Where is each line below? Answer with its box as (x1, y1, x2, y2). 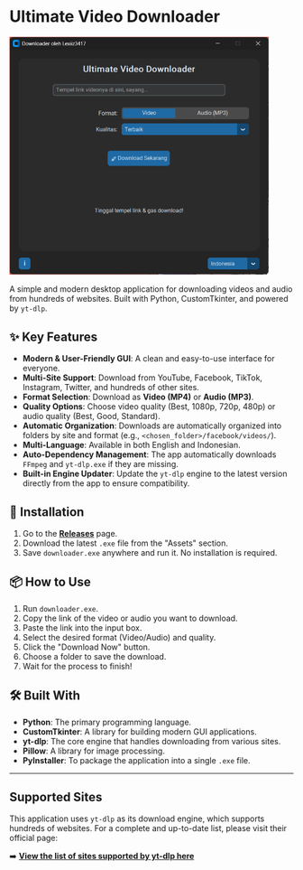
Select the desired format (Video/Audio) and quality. (22, 631, 216, 642)
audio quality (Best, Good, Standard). (22, 411, 161, 422)
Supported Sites (9, 790, 103, 805)
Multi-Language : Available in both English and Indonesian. (22, 440, 241, 451)
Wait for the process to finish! (22, 660, 133, 671)
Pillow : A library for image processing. (22, 745, 165, 756)
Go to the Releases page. (22, 529, 118, 539)
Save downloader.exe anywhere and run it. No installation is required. (22, 547, 278, 558)
